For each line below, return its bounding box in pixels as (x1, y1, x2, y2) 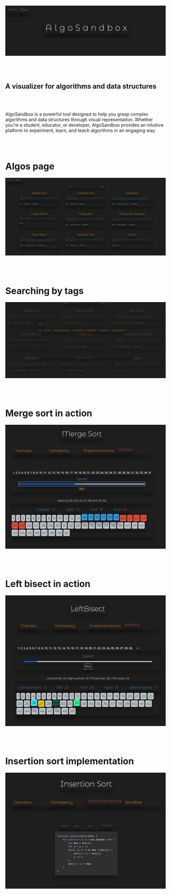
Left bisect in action (5, 578, 91, 589)
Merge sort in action (5, 407, 93, 419)
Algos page (5, 161, 55, 172)
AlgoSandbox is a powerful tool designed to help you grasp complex (5, 111, 149, 117)
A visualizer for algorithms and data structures (5, 82, 157, 91)
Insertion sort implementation (5, 755, 134, 767)
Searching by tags (5, 285, 84, 296)
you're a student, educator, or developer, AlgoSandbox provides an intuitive (5, 122, 164, 128)
